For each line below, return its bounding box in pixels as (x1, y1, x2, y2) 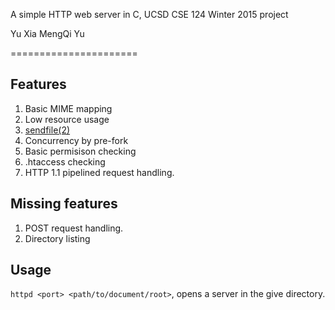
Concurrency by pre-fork (24, 134, 129, 146)
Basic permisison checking (24, 145, 137, 157)
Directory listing (24, 232, 91, 244)
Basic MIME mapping (24, 102, 113, 114)
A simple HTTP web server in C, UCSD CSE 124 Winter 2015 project (10, 9, 289, 20)
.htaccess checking (24, 155, 106, 168)
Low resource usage (24, 113, 110, 125)
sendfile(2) (24, 124, 71, 136)
